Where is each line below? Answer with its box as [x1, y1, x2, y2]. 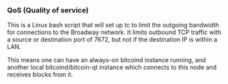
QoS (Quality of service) [7, 5, 89, 15]
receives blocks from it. [7, 70, 74, 79]
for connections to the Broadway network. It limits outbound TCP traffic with [7, 28, 222, 36]
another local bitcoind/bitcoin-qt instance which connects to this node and [7, 64, 217, 72]
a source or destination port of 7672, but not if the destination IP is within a [7, 36, 218, 44]
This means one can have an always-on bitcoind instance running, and [7, 56, 206, 64]
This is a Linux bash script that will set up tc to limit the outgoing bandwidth [7, 21, 220, 29]
